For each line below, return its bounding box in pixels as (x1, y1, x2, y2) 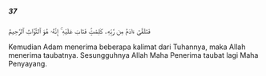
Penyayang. (8, 59, 48, 68)
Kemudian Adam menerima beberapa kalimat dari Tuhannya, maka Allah (8, 42, 246, 51)
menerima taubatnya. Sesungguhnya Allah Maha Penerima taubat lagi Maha (8, 50, 259, 59)
